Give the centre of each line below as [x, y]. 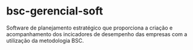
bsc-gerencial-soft [55, 11]
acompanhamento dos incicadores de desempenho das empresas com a [97, 34]
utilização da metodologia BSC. [45, 40]
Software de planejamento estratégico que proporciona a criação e [90, 28]
